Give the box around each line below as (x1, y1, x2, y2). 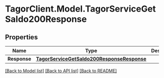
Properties (5, 33, 38, 41)
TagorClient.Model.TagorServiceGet (5, 3, 156, 15)
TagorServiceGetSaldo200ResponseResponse (36, 56, 146, 62)
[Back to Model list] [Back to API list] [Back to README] (5, 68, 117, 74)
